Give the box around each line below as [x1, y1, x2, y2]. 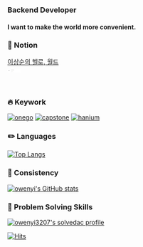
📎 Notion [7, 41, 38, 51]
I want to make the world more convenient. [7, 23, 137, 31]
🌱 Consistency [7, 168, 59, 178]
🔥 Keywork [7, 97, 46, 107]
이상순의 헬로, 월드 [7, 57, 59, 65]
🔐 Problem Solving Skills [7, 201, 93, 211]
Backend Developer [7, 5, 77, 15]
